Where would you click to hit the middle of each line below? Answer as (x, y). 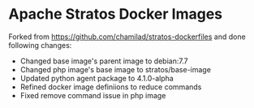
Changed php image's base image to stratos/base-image (115, 69)
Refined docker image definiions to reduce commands (111, 87)
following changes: (40, 45)
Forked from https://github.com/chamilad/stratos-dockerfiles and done (127, 37)
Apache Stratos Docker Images (116, 14)
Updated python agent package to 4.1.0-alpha (97, 78)
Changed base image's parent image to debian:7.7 (104, 61)
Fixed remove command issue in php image (93, 95)
